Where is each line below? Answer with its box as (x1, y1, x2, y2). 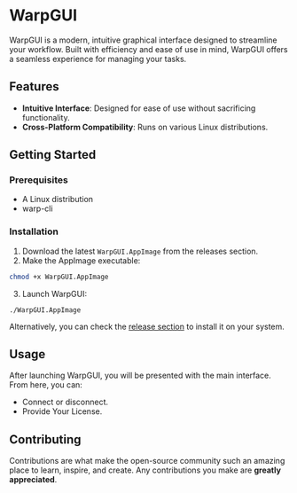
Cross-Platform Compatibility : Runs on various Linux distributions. (21, 121, 269, 132)
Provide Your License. (21, 406, 103, 417)
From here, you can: (9, 380, 82, 390)
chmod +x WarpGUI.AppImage (9, 272, 109, 281)
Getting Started (9, 147, 97, 162)
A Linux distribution (21, 194, 94, 205)
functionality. (21, 112, 70, 122)
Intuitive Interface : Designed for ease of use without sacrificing (21, 103, 256, 113)
